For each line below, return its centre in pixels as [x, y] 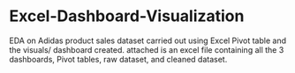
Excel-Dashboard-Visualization [127, 16]
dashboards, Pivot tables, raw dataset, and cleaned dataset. [118, 59]
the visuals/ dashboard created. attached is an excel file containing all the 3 [147, 49]
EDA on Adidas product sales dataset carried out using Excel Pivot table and [148, 40]
